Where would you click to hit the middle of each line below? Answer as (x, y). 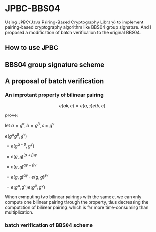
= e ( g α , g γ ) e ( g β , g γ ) (26, 187)
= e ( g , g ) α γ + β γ (22, 166)
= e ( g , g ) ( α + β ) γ (22, 156)
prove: (11, 115)
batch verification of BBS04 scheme (49, 225)
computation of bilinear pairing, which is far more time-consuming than (77, 207)
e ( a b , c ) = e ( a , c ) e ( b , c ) (82, 106)
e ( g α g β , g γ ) (16, 135)
